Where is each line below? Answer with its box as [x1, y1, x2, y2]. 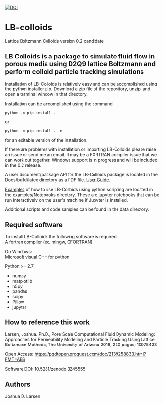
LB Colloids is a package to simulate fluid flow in [5, 52, 155, 61]
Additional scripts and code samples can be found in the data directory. [5, 206, 149, 212]
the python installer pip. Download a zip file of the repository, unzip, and [5, 86, 151, 92]
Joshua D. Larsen [5, 393, 41, 399]
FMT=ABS [5, 356, 25, 362]
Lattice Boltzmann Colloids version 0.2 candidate [5, 38, 104, 44]
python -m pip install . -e [5, 128, 63, 133]
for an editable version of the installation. [5, 137, 88, 143]
